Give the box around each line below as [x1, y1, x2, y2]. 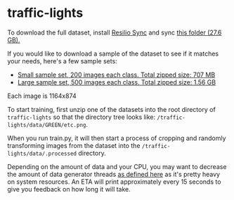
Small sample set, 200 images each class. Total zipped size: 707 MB [17, 70, 216, 79]
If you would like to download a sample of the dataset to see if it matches [7, 49, 219, 58]
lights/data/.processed [7, 150, 77, 157]
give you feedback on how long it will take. [7, 185, 131, 193]
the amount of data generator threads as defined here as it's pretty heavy [7, 170, 220, 178]
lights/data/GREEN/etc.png [7, 121, 86, 128]
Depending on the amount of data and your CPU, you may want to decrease [7, 162, 227, 170]
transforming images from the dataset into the [7, 141, 141, 149]
